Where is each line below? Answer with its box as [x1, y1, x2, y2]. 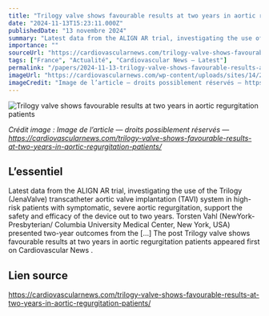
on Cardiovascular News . [8, 246, 94, 255]
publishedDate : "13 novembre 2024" [8, 26, 127, 34]
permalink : [8, 64, 45, 72]
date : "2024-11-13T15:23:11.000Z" [8, 19, 124, 27]
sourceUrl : [8, 49, 45, 57]
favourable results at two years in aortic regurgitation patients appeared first [8, 237, 260, 246]
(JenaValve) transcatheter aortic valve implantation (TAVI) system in [8, 194, 232, 204]
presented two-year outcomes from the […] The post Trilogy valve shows [8, 229, 251, 238]
